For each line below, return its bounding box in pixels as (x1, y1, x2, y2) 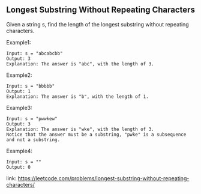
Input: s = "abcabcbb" (6, 50, 63, 56)
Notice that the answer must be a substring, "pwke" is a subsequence (6, 132, 187, 138)
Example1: (6, 38, 31, 46)
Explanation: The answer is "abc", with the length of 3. (6, 61, 154, 67)
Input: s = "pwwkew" (6, 115, 58, 122)
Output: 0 (6, 164, 31, 170)
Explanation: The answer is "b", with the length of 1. (6, 93, 149, 100)
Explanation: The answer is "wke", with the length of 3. (6, 126, 154, 132)
